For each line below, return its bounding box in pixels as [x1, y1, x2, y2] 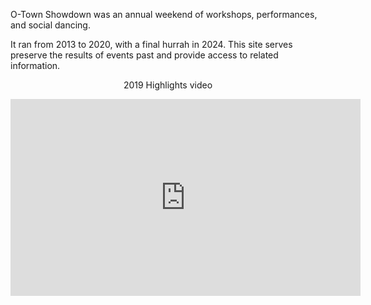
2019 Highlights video [123, 79, 213, 91]
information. [10, 60, 61, 71]
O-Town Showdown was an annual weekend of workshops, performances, [10, 9, 318, 20]
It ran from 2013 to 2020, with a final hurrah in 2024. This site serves [10, 39, 293, 50]
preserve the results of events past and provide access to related [10, 49, 279, 61]
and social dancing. [10, 19, 91, 31]
